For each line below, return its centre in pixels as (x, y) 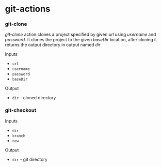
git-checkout (21, 110)
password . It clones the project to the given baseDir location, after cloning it (81, 40)
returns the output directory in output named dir (53, 45)
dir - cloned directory (34, 98)
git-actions (28, 9)
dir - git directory (30, 159)
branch (19, 136)
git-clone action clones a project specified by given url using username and (80, 34)
